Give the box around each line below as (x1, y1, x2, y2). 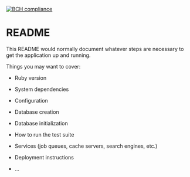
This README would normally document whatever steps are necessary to (6, 45, 184, 52)
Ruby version (14, 74, 47, 81)
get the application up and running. (6, 52, 91, 59)
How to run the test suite (14, 131, 74, 138)
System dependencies (14, 86, 69, 93)
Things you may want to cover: (6, 63, 81, 70)
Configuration (14, 97, 48, 104)
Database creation (14, 108, 60, 115)
